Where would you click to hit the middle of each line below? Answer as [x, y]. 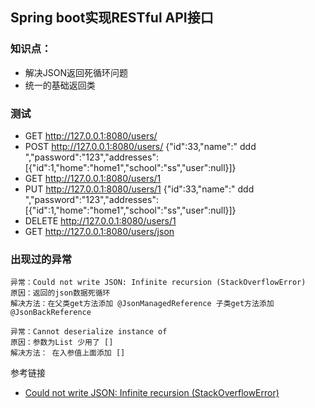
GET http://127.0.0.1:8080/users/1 [93, 178]
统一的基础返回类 [60, 85]
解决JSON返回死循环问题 [76, 72]
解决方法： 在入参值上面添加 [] [68, 353]
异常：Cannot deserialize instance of [89, 332]
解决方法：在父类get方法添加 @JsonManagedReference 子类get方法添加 [142, 304]
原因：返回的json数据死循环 [60, 293]
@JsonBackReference [51, 313]
